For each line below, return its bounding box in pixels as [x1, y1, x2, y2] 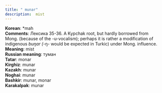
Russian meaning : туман [5, 51, 56, 57]
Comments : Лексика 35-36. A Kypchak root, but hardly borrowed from [5, 30, 149, 36]
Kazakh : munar [5, 67, 37, 72]
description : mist [5, 12, 45, 17]
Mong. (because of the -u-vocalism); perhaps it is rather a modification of [5, 35, 154, 42]
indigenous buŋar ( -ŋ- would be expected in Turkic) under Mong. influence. [5, 41, 158, 46]
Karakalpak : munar [5, 82, 44, 88]
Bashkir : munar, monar [5, 77, 51, 83]
